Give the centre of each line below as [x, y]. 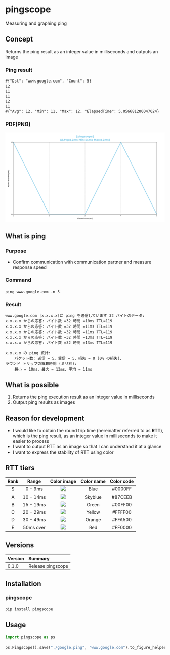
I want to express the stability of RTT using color [63, 452]
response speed [29, 267]
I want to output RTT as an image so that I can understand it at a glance [87, 446]
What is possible [32, 385]
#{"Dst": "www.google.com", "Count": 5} [49, 81]
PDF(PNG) [18, 124]
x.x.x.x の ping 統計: [28, 353]
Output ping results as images [44, 402]
